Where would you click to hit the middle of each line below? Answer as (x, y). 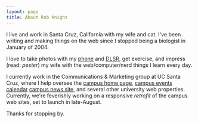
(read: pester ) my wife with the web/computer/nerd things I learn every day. (99, 65)
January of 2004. (27, 47)
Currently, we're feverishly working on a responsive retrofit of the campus (97, 96)
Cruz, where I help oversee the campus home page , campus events (89, 83)
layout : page (22, 12)
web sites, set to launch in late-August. (54, 102)
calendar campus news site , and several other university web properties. (96, 89)
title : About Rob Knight (37, 17)
